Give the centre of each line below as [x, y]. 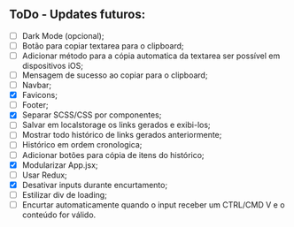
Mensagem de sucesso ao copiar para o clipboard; [115, 75]
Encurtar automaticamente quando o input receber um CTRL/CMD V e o [153, 204]
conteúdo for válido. [59, 215]
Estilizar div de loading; [65, 194]
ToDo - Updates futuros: [77, 15]
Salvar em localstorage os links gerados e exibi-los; [116, 125]
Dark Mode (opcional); [63, 35]
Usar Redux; [45, 175]
